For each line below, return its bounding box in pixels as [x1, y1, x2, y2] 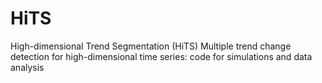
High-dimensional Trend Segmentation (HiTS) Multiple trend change [10, 40, 292, 52]
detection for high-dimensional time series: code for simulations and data [10, 50, 313, 62]
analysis [10, 61, 45, 73]
